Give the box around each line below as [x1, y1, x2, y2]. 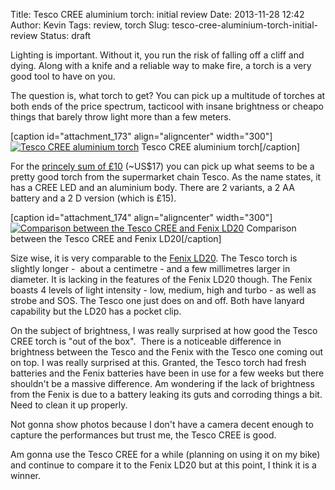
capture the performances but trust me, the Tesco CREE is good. [10, 429, 277, 441]
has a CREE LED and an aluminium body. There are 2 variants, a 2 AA [10, 182, 295, 193]
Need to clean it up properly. [10, 399, 128, 411]
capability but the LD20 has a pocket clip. [10, 305, 182, 317]
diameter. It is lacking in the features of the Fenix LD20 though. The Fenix [10, 274, 313, 285]
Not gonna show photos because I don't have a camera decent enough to [10, 419, 314, 430]
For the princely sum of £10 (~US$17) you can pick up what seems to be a [10, 160, 315, 172]
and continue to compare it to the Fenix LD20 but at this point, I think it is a [10, 459, 317, 471]
